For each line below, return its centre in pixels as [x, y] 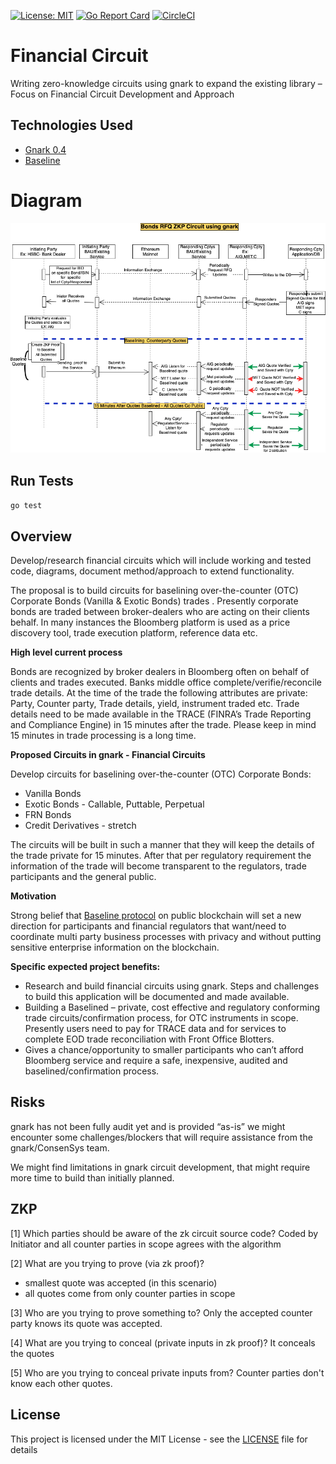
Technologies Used [71, 125]
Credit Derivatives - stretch [80, 826]
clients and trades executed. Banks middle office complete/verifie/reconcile [166, 682]
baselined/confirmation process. [92, 1071]
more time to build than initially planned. [92, 1177]
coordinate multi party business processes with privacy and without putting [166, 937]
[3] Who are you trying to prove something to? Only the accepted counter [161, 1312]
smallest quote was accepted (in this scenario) [121, 1282]
